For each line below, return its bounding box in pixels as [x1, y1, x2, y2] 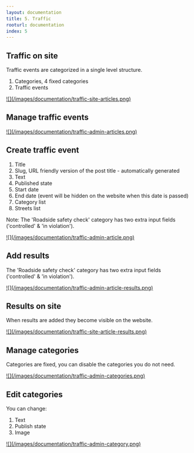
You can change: [6, 405, 47, 412]
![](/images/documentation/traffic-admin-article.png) [6, 233, 135, 241]
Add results [6, 251, 50, 261]
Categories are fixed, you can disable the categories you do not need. [6, 361, 175, 368]
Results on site [6, 301, 62, 311]
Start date [14, 186, 39, 193]
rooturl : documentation [6, 22, 65, 28]
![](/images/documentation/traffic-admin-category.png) [6, 440, 141, 447]
